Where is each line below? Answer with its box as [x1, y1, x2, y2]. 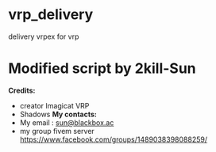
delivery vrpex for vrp [8, 32, 79, 41]
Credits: [8, 85, 36, 95]
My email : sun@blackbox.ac [19, 117, 114, 127]
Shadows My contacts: [19, 109, 97, 119]
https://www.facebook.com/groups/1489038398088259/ [19, 135, 208, 144]
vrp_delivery [8, 6, 94, 24]
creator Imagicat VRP [19, 101, 90, 110]
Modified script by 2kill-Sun [8, 59, 196, 78]
